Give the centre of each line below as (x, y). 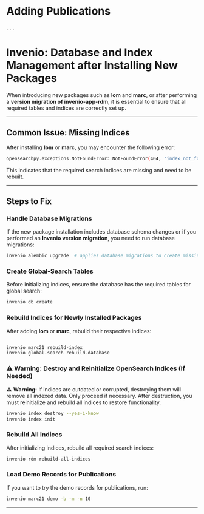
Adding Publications (59, 11)
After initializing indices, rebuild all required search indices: (80, 448)
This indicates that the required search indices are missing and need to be (99, 170)
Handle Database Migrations (49, 218)
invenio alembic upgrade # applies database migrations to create (93, 256)
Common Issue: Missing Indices (68, 133)
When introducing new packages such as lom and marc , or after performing (102, 95)
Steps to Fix (29, 201)
